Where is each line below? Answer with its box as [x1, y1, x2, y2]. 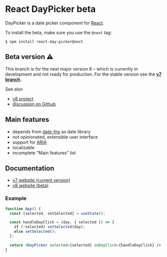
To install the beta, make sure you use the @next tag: [5, 29, 112, 35]
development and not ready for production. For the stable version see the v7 [5, 71, 162, 77]
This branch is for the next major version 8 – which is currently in [5, 66, 138, 72]
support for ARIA [12, 139, 47, 145]
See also [5, 86, 23, 92]
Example [5, 195, 27, 202]
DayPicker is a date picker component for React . [5, 20, 104, 26]
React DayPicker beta [5, 3, 96, 15]
